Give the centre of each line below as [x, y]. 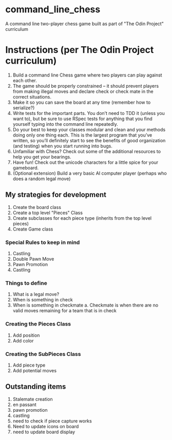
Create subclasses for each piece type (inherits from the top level [82, 218]
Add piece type [29, 365]
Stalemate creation [33, 399]
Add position [26, 335]
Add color [23, 340]
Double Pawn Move [33, 259]
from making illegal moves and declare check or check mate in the [83, 91]
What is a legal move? [36, 294]
